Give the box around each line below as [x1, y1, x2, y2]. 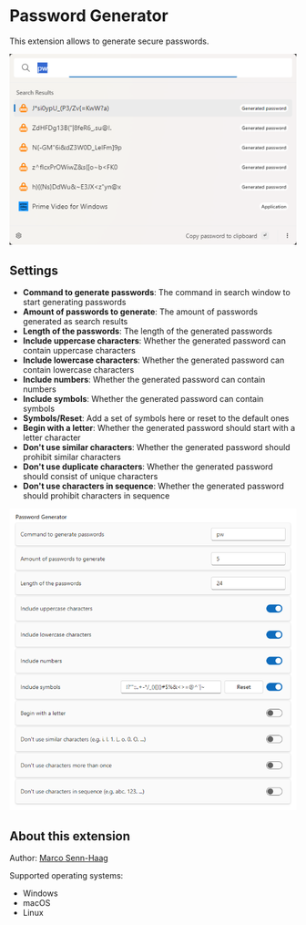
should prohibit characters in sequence [22, 490, 170, 501]
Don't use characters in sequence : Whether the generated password [22, 480, 285, 492]
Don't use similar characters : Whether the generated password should [22, 442, 291, 453]
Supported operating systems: [9, 870, 124, 881]
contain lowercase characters [22, 365, 135, 375]
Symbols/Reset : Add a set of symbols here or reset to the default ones [22, 413, 290, 424]
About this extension [9, 828, 130, 844]
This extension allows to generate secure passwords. [9, 36, 209, 46]
